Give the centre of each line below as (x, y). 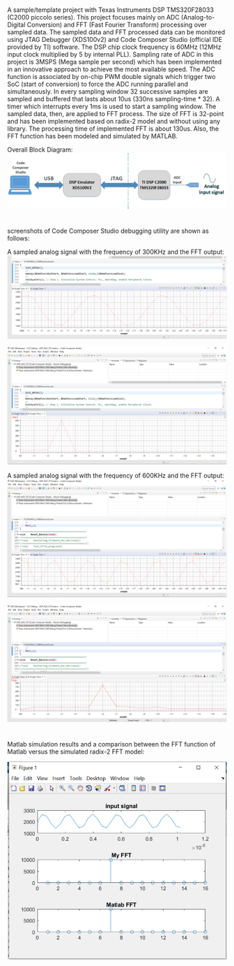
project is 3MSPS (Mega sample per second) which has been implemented (115, 62)
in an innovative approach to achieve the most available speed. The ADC (111, 69)
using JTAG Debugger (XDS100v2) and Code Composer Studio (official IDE (115, 40)
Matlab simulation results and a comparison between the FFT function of (111, 744)
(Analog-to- (198, 17)
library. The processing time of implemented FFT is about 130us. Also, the (113, 129)
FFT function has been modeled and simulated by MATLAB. (93, 136)
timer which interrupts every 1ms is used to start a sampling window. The (112, 106)
